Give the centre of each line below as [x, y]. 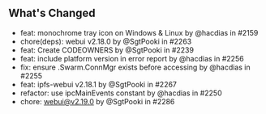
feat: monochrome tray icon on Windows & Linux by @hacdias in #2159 [139, 32]
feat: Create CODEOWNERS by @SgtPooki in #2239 [107, 50]
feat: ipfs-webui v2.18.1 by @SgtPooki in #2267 [98, 84]
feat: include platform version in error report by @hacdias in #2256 [132, 58]
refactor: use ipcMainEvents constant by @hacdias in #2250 [121, 93]
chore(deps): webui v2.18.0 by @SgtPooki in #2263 [106, 41]
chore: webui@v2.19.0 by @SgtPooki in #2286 [97, 101]
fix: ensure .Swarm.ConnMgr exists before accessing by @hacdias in [135, 67]
